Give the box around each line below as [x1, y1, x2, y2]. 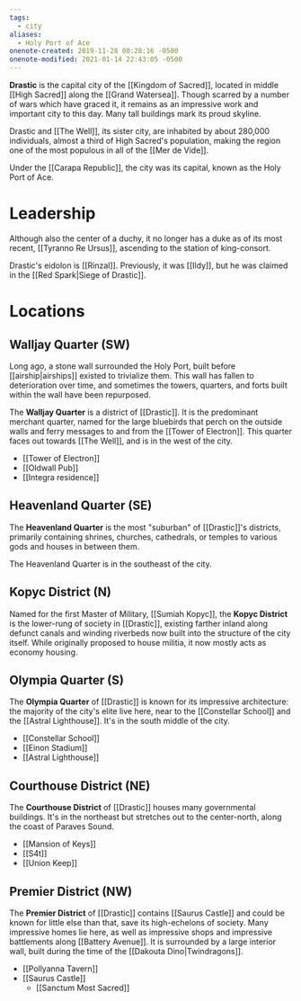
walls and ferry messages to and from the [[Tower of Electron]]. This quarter [9, 425, 293, 436]
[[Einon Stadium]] [22, 743, 88, 754]
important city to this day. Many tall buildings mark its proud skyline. [9, 109, 262, 119]
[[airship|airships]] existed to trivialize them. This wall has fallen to [9, 370, 254, 380]
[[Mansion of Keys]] [22, 838, 96, 850]
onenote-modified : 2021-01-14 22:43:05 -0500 [9, 55, 182, 64]
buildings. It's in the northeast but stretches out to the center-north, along [9, 811, 282, 823]
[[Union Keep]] [22, 858, 78, 869]
